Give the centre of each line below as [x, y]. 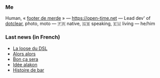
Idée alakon [25, 64]
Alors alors [24, 54]
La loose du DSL [30, 48]
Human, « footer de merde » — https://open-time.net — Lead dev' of [78, 18]
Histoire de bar [28, 70]
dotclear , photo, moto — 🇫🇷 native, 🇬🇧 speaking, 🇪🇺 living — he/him [80, 23]
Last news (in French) [33, 37]
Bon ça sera [25, 59]
